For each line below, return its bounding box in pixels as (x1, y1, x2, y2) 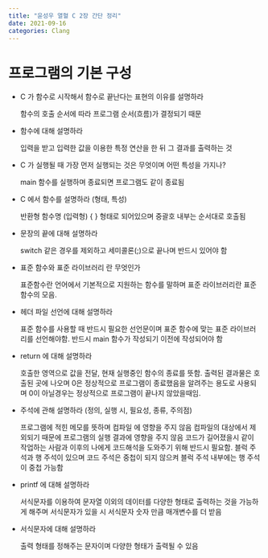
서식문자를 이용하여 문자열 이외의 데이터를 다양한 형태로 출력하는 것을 (19, 497, 237, 507)
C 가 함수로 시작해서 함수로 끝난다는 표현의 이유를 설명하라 (19, 92, 204, 101)
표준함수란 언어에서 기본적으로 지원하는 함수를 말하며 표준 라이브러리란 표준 (19, 280, 258, 289)
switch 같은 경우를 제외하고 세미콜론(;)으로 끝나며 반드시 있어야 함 (19, 246, 228, 256)
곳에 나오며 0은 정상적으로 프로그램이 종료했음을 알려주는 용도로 (35, 379, 236, 388)
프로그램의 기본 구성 (8, 64, 133, 82)
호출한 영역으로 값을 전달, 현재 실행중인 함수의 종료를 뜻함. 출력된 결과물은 (19, 368, 252, 378)
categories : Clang (8, 27, 70, 35)
